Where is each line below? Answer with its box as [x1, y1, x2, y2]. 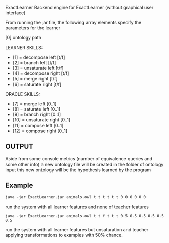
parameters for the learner [5, 25, 61, 31]
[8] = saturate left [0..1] [12, 106, 61, 112]
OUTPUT [5, 142, 34, 151]
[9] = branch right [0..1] [12, 111, 61, 117]
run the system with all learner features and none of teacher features [5, 204, 149, 210]
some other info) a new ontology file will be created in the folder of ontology [5, 161, 164, 167]
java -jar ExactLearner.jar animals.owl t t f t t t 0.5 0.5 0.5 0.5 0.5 [5, 213, 164, 218]
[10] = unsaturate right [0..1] [12, 117, 71, 123]
